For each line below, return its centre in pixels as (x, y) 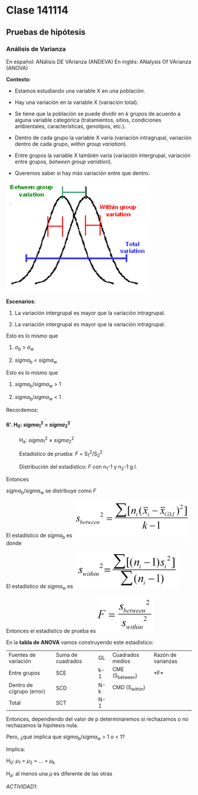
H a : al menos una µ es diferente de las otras (60, 774)
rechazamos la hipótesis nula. (42, 725)
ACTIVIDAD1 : (22, 786)
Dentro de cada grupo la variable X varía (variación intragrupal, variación (103, 138)
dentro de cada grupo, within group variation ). (71, 144)
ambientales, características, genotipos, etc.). (70, 126)
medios (121, 661)
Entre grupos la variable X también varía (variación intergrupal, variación (103, 155)
